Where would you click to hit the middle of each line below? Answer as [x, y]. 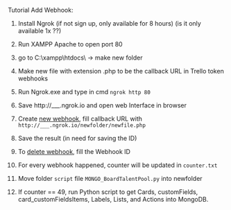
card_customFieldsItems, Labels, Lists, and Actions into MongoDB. [113, 199]
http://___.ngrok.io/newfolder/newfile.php [82, 125]
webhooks [33, 78]
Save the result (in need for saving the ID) [77, 138]
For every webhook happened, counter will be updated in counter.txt [118, 165]
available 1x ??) [40, 31]
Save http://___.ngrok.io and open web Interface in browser [102, 105]
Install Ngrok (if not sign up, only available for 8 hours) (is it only [110, 23]
